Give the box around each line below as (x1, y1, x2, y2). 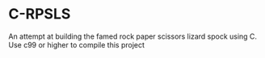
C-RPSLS (8, 5, 71, 23)
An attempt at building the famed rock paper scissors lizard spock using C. (8, 31, 257, 41)
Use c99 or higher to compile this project (8, 39, 145, 49)
